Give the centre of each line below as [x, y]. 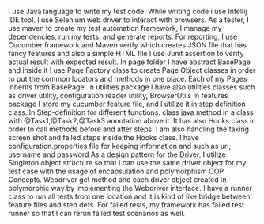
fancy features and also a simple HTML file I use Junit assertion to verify [126, 53]
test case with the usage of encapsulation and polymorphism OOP [116, 171]
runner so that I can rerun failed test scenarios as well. [97, 213]
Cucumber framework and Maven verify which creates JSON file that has [128, 45]
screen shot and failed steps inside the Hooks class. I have [104, 137]
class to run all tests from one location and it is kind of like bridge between [129, 196]
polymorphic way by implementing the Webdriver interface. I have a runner [130, 188]
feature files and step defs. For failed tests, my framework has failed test [126, 205]
